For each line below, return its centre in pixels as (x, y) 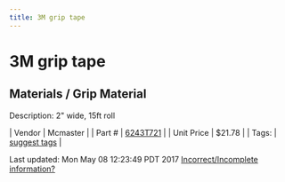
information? (33, 169)
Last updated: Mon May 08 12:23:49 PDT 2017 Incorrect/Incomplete (134, 159)
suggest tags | (36, 142)
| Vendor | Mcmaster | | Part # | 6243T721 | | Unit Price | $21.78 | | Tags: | (143, 132)
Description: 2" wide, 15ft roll (62, 115)
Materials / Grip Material (78, 94)
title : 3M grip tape (48, 17)
